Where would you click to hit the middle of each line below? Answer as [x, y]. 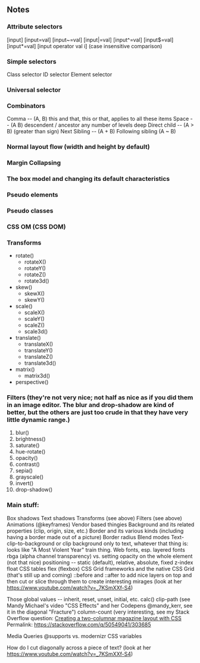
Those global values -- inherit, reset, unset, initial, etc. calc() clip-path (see [99, 599]
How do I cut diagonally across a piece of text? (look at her [79, 648]
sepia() [24, 471]
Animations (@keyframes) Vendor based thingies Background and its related [101, 524]
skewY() [35, 300]
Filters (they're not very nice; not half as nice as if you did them [100, 397]
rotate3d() [37, 281]
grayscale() [29, 477]
